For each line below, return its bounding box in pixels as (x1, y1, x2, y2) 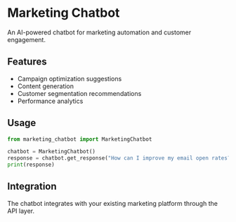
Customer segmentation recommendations (17, 89, 142, 97)
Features (7, 56, 47, 68)
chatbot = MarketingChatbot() (7, 148, 96, 155)
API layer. (7, 207, 35, 215)
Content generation (17, 82, 74, 90)
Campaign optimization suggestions (17, 74, 122, 83)
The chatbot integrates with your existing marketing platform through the (7, 199, 218, 207)
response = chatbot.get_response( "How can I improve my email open (7, 155, 209, 162)
